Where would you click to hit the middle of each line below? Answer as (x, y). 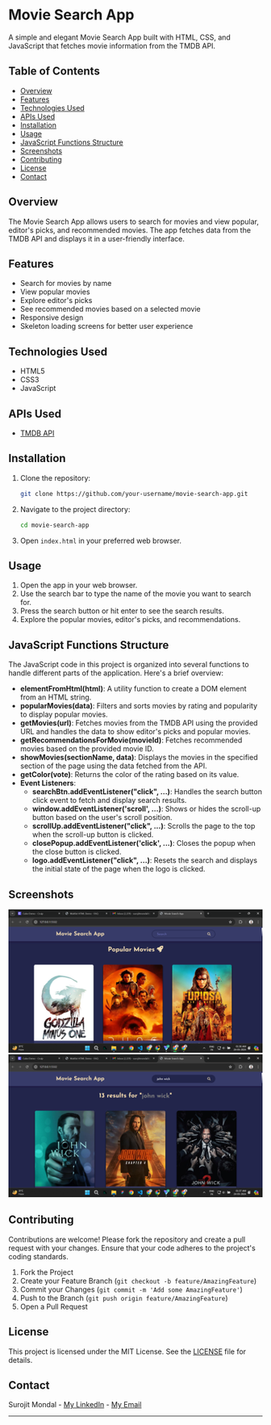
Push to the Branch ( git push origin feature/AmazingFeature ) (124, 1297)
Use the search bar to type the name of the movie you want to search (135, 594)
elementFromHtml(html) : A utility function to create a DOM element (133, 689)
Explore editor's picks (56, 301)
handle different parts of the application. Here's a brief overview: (116, 673)
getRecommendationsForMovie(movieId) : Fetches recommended (131, 740)
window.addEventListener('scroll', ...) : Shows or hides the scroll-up (146, 809)
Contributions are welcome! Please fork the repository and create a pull (127, 1239)
